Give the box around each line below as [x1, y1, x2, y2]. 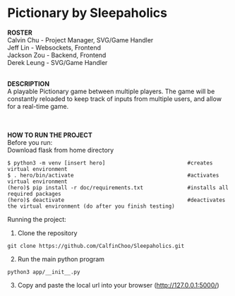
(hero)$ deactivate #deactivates [7, 196, 226, 203]
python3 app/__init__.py [7, 268, 80, 276]
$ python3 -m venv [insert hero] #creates [7, 159, 213, 167]
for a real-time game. [7, 102, 69, 110]
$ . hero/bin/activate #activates [7, 172, 219, 179]
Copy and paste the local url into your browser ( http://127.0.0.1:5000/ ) [17, 280, 220, 289]
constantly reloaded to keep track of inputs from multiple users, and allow [7, 94, 222, 103]
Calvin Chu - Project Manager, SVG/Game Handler [7, 35, 154, 44]
